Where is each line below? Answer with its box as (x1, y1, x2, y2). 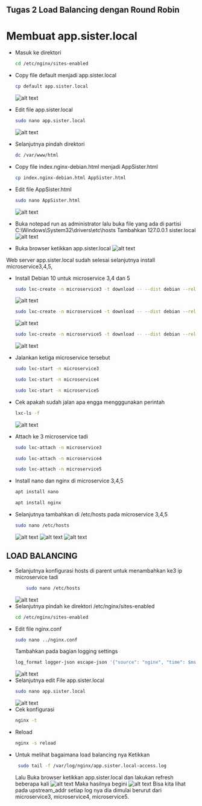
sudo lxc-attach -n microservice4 (14, 455, 102, 461)
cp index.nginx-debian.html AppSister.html (14, 175, 127, 181)
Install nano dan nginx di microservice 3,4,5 (14, 477, 124, 484)
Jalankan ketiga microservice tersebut (14, 354, 110, 362)
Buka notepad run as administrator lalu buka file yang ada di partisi (14, 220, 181, 227)
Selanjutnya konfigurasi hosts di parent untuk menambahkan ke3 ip (14, 567, 183, 574)
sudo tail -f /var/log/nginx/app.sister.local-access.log (17, 762, 167, 769)
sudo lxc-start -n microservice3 (14, 366, 99, 372)
